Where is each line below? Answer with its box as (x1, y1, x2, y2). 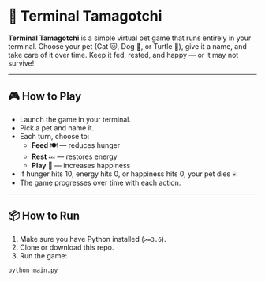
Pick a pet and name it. (19, 122, 95, 133)
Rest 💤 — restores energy (31, 152, 118, 161)
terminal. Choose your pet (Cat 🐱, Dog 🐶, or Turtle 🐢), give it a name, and (8, 41, 247, 51)
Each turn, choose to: (19, 131, 90, 141)
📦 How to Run (8, 209, 80, 223)
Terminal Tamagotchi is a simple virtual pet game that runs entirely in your (8, 33, 252, 43)
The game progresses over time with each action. (19, 178, 181, 187)
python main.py (8, 266, 58, 274)
